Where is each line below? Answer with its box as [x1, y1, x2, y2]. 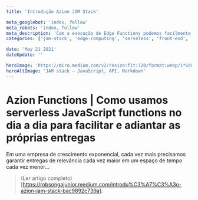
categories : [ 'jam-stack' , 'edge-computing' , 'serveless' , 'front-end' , [6, 36, 189, 42]
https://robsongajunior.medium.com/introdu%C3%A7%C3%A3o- [22, 181, 181, 188]
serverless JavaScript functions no [6, 106, 182, 119]
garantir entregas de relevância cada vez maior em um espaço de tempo [6, 157, 183, 164]
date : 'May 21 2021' [6, 47, 57, 53]
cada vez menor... [6, 163, 50, 170]
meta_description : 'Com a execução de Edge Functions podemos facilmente [6, 30, 192, 36]
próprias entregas [6, 131, 96, 145]
